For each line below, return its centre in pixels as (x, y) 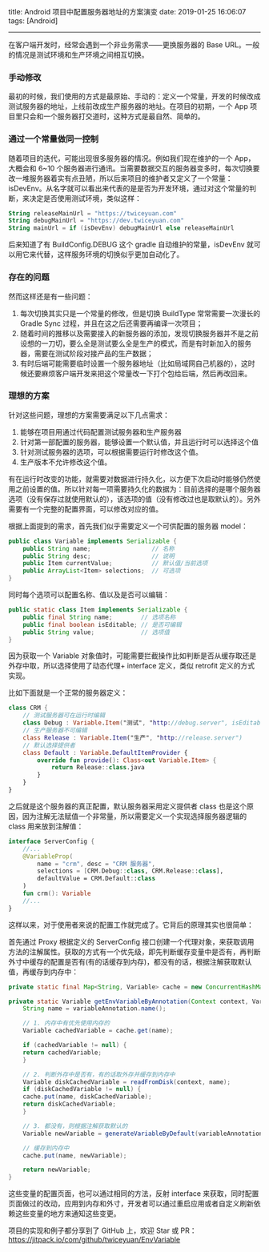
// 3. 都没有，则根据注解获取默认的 (75, 1126)
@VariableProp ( (48, 856)
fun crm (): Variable (57, 894)
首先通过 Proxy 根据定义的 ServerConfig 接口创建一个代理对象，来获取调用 (131, 941)
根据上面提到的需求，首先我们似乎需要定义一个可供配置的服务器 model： (128, 526)
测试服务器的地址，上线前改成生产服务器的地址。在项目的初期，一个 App (128, 106)
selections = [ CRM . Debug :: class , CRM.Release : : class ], (130, 871)
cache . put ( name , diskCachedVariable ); (87, 1097)
